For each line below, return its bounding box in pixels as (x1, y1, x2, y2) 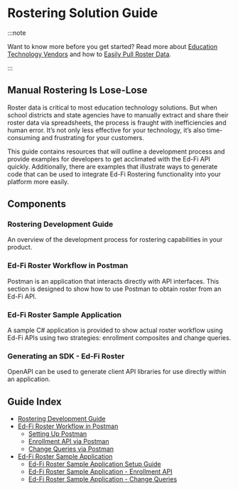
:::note (7, 28, 26, 37)
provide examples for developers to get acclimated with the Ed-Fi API (7, 154, 211, 163)
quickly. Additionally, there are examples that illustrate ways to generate (7, 162, 218, 171)
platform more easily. (7, 177, 70, 186)
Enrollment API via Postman (28, 437, 109, 446)
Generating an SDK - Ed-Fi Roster (7, 351, 125, 361)
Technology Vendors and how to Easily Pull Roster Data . (7, 50, 172, 58)
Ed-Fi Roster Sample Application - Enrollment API (28, 467, 173, 476)
